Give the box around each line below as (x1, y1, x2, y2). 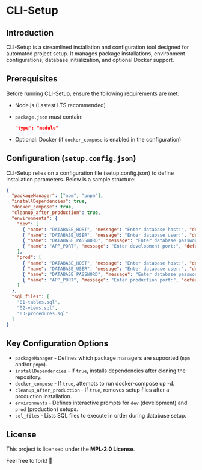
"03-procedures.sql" (17, 310, 69, 316)
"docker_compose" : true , (11, 204, 74, 210)
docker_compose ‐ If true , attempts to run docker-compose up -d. (14, 380, 175, 387)
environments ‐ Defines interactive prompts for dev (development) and (14, 399, 188, 407)
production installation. (14, 393, 72, 400)
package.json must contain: (14, 113, 83, 121)
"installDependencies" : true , (11, 198, 87, 205)
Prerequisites (6, 74, 58, 84)
